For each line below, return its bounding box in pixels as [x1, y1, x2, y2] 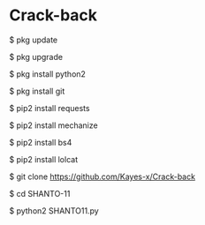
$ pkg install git [9, 86, 65, 96]
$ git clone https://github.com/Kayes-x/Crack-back [9, 171, 196, 182]
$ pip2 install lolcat [9, 154, 78, 164]
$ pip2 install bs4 [9, 137, 72, 147]
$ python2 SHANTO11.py [9, 205, 99, 216]
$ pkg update [9, 34, 58, 45]
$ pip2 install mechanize [9, 120, 99, 131]
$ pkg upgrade [9, 51, 64, 62]
